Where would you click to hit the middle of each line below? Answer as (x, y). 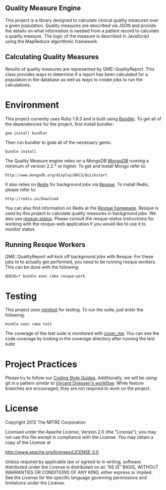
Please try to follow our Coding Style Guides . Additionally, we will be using (81, 378)
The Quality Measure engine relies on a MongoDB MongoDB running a (77, 161)
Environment (32, 105)
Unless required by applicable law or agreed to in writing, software (73, 462)
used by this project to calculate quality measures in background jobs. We (81, 213)
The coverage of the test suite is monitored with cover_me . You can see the (82, 333)
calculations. (18, 85)
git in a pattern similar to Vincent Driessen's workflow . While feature (74, 383)
